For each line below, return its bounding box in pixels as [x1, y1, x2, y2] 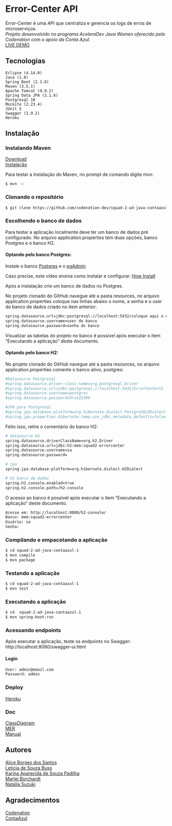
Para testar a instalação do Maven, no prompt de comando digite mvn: [5, 171, 154, 177]
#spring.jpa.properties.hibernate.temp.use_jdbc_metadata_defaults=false [5, 414, 166, 419]
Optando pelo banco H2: [5, 350, 59, 356]
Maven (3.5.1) [5, 84, 36, 89]
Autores [5, 746, 32, 754]
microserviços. [5, 25, 37, 31]
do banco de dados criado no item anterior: [5, 304, 97, 310]
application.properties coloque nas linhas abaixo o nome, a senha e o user [5, 298, 162, 304]
